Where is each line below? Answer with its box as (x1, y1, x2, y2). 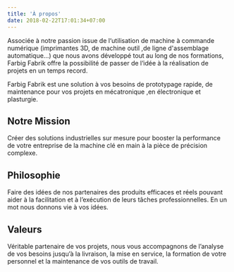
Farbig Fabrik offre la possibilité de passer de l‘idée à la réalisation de (7, 58, 209, 67)
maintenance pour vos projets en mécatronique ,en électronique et (7, 87, 201, 96)
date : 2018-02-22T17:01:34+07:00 (7, 17, 106, 24)
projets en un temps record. (7, 66, 88, 75)
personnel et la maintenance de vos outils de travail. (7, 256, 159, 265)
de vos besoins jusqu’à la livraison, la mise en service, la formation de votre (7, 249, 227, 258)
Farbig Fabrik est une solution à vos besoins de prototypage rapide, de (7, 80, 213, 88)
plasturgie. (7, 94, 39, 103)
